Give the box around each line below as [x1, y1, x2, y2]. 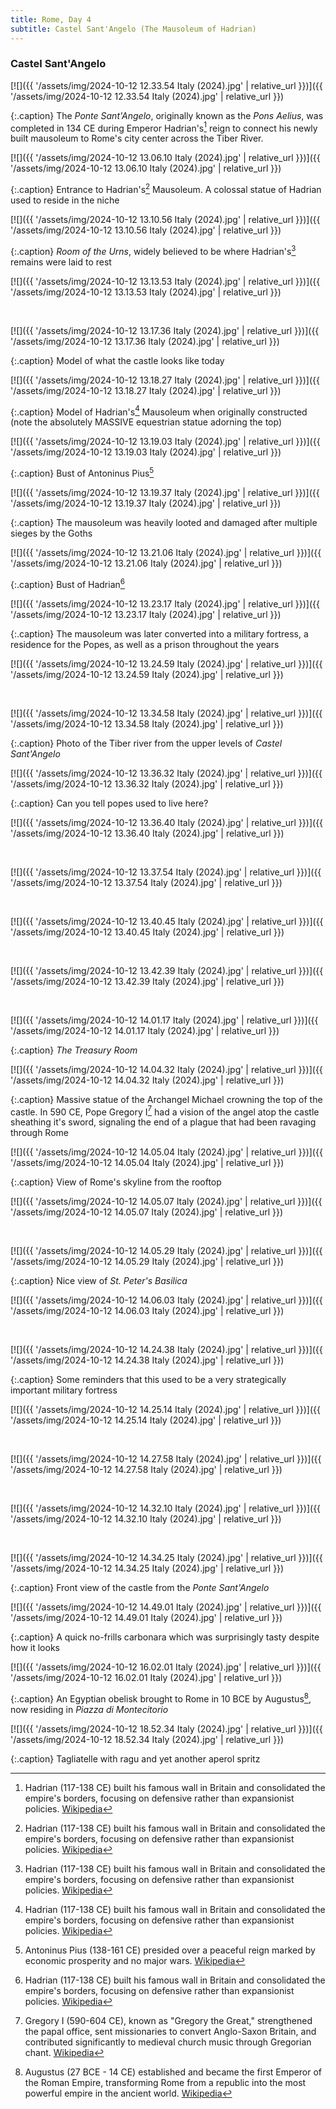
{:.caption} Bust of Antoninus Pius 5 [10, 466, 155, 480]
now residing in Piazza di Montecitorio [10, 1704, 169, 1716]
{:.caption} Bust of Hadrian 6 [10, 577, 126, 590]
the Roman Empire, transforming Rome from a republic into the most [24, 2077, 307, 2089]
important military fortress [10, 1384, 118, 1396]
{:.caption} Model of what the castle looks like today [10, 354, 225, 366]
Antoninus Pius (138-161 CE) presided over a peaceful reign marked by [24, 1944, 316, 1956]
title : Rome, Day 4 [10, 14, 92, 25]
